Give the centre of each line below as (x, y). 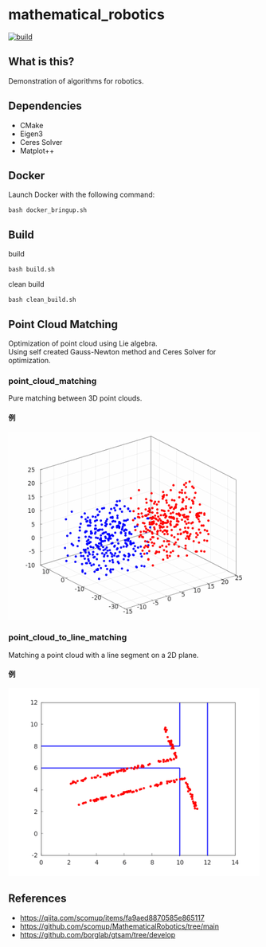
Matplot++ (37, 151)
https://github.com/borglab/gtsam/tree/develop (98, 934)
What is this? (41, 62)
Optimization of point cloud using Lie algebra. (83, 343)
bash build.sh (32, 270)
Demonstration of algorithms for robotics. (76, 80)
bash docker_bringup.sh (48, 210)
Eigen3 (31, 134)
